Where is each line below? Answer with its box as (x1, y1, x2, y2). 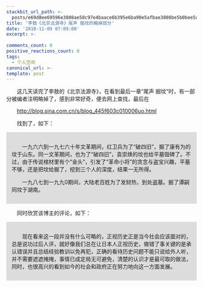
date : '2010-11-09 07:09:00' (6, 25, 80, 32)
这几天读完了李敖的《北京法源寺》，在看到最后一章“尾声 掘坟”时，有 (17, 88, 185, 95)
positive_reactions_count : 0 (6, 48, 80, 54)
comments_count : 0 (6, 43, 53, 49)
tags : (6, 54, 20, 60)
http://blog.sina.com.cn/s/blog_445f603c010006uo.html (17, 107, 157, 115)
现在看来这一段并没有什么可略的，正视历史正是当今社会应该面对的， (22, 233, 192, 240)
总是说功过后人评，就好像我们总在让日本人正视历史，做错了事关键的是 (11, 241, 186, 248)
